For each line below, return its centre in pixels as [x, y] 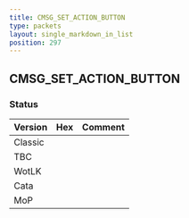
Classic [29, 142]
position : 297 [36, 42]
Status [24, 104]
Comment [103, 127]
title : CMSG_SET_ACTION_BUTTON [67, 17]
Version [31, 127]
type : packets [36, 26]
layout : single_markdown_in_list [71, 34]
